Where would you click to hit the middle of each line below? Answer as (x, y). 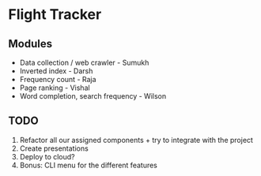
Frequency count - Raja (58, 79)
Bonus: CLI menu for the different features (89, 165)
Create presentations (54, 148)
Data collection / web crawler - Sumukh (84, 62)
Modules (30, 44)
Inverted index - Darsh (56, 71)
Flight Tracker (55, 15)
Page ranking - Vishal (55, 88)
